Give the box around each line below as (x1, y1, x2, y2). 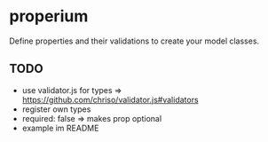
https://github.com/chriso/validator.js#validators (21, 94, 199, 105)
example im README (21, 122, 99, 133)
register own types (21, 104, 91, 114)
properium (9, 6, 89, 27)
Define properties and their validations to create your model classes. (9, 35, 260, 46)
